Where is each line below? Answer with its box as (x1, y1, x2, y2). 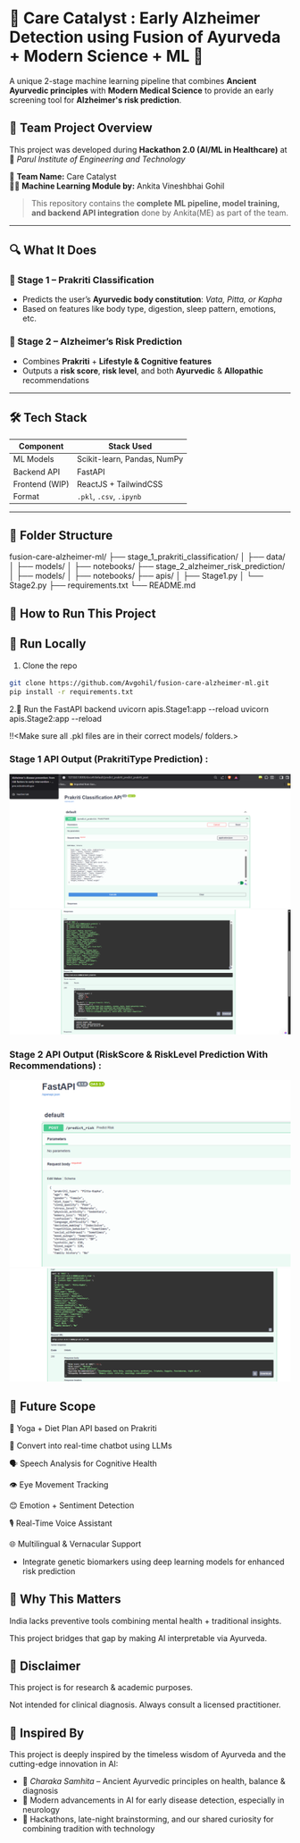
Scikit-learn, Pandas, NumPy (77, 454, 184, 465)
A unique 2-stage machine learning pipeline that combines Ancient (9, 75, 257, 86)
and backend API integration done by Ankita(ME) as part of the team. (30, 207, 288, 218)
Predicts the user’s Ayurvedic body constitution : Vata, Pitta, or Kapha (21, 294, 283, 305)
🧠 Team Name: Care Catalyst (9, 171, 117, 181)
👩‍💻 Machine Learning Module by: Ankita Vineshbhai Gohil (9, 180, 225, 191)
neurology (21, 1805, 61, 1815)
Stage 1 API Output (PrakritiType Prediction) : (9, 753, 209, 766)
